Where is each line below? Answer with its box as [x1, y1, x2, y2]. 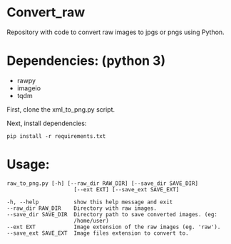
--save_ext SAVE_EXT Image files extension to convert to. [6, 229, 190, 237]
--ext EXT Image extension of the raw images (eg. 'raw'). [6, 223, 221, 230]
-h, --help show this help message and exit [6, 198, 173, 206]
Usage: [6, 157, 51, 173]
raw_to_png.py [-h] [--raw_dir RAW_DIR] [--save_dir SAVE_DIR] [6, 179, 199, 187]
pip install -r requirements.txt [6, 132, 106, 139]
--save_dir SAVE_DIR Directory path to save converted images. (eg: [6, 211, 218, 218]
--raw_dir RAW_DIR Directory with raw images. [6, 204, 158, 212]
